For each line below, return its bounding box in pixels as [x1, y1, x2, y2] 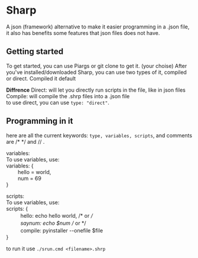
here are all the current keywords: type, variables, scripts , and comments [6, 131, 193, 139]
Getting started [6, 47, 64, 57]
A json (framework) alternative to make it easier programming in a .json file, [6, 23, 190, 30]
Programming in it [6, 116, 73, 126]
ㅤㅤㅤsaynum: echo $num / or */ [6, 220, 87, 227]
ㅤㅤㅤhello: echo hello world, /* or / [6, 212, 93, 219]
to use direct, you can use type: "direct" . [6, 99, 109, 106]
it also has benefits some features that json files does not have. [6, 29, 160, 36]
